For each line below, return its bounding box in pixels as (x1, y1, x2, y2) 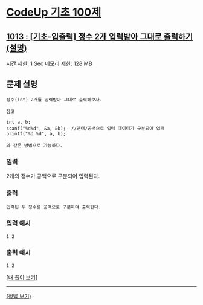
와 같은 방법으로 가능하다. (6, 143, 63, 149)
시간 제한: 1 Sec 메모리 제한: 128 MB (6, 60, 92, 67)
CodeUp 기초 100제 (6, 5, 101, 19)
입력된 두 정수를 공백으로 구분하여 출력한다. (6, 204, 101, 210)
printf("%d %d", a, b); (6, 130, 66, 136)
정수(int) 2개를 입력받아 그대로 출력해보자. (6, 97, 103, 103)
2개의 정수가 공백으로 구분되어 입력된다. (6, 173, 100, 180)
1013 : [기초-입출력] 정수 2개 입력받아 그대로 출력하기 (6, 31, 193, 42)
